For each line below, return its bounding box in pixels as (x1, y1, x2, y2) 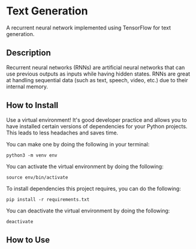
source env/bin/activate (6, 174, 68, 181)
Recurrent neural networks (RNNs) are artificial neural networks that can (6, 64, 185, 71)
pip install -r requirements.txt (6, 196, 90, 202)
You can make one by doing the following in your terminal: (6, 140, 150, 148)
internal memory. (6, 83, 49, 90)
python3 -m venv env (6, 152, 58, 158)
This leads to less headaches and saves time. (6, 129, 119, 136)
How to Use (6, 235, 50, 245)
